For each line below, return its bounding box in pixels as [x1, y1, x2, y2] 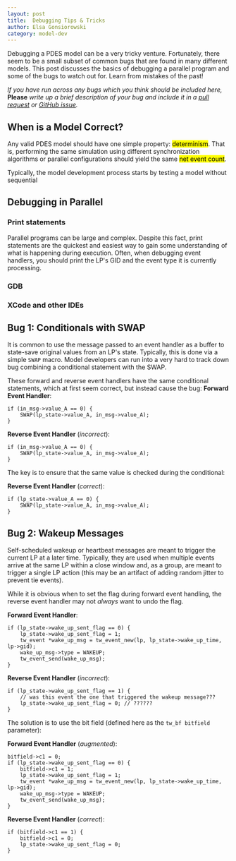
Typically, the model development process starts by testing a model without [7, 169, 227, 177]
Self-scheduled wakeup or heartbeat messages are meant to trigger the [7, 546, 216, 555]
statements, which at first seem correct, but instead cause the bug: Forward [7, 384, 229, 392]
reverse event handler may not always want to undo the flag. [7, 597, 184, 606]
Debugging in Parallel [7, 196, 104, 208]
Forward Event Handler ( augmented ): [7, 740, 118, 748]
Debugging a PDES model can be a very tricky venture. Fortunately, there [7, 49, 221, 58]
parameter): [7, 726, 42, 735]
